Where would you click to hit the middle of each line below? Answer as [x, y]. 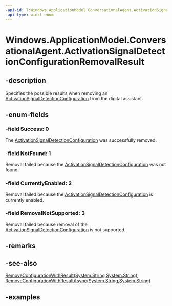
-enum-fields [27, 114]
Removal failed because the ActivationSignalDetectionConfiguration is [79, 194]
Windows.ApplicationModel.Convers [86, 40]
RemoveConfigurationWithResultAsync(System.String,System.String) [78, 281]
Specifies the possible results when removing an [57, 93]
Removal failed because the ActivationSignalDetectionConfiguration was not [86, 165]
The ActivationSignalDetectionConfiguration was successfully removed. [81, 140]
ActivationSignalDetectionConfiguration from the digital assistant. [74, 98]
